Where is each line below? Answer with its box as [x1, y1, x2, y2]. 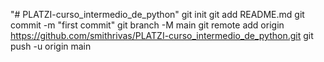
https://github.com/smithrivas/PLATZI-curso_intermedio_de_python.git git [10, 30, 314, 41]
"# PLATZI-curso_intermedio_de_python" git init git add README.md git [10, 9, 305, 20]
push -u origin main [10, 40, 92, 52]
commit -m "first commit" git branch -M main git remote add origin [10, 19, 285, 31]
